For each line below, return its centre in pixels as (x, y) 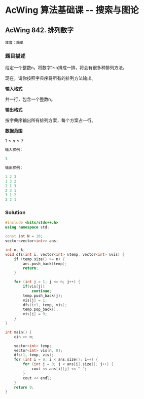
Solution (16, 213)
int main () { (18, 332)
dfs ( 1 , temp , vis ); (34, 355)
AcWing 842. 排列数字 (39, 30)
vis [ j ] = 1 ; (35, 300)
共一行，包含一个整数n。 (30, 99)
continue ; (41, 291)
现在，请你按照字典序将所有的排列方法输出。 (51, 78)
